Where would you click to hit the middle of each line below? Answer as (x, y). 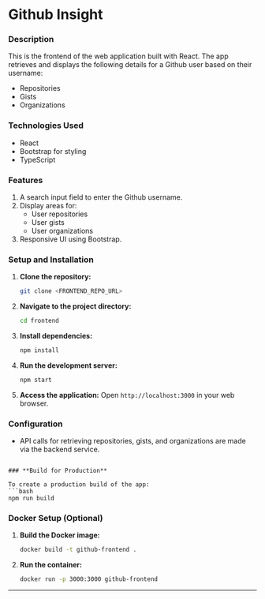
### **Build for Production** (58, 471)
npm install (39, 350)
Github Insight (56, 15)
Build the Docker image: (60, 535)
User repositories (60, 214)
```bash (21, 492)
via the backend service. (60, 449)
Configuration (35, 424)
